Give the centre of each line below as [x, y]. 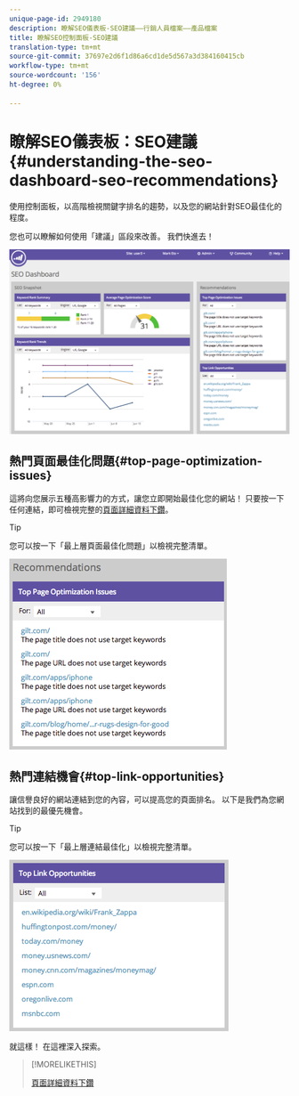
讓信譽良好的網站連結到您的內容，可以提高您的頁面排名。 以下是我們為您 [143, 800]
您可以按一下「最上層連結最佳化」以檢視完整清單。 [103, 847]
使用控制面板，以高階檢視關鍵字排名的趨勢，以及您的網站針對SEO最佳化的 [146, 206]
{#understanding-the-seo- [111, 161]
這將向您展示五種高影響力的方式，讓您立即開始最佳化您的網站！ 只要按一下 [147, 498]
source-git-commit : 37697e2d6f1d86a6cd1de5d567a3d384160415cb [127, 57]
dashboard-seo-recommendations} [144, 180]
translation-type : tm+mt [55, 47]
